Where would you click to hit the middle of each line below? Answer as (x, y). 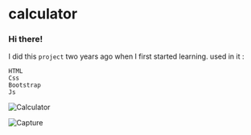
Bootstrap (25, 85)
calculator (43, 14)
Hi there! (26, 39)
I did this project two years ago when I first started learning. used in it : (126, 56)
